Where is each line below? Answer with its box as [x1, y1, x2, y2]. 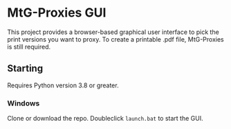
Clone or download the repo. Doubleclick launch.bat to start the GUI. [7, 114, 203, 123]
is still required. [7, 42, 51, 51]
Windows [7, 98, 40, 108]
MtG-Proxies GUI [7, 5, 107, 21]
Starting [7, 62, 44, 74]
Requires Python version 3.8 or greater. [7, 81, 119, 89]
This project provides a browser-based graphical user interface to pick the [7, 28, 219, 36]
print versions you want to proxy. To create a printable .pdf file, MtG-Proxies [7, 35, 224, 43]
